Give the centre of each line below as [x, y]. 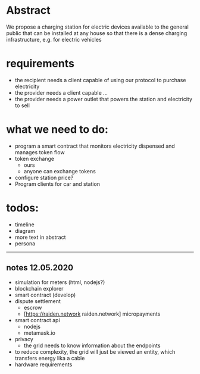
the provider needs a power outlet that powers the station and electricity [103, 99]
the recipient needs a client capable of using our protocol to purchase [100, 80]
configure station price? [44, 177]
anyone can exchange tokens [60, 171]
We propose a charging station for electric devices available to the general [97, 27]
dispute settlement [38, 301]
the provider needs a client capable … [61, 92]
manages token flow [40, 152]
